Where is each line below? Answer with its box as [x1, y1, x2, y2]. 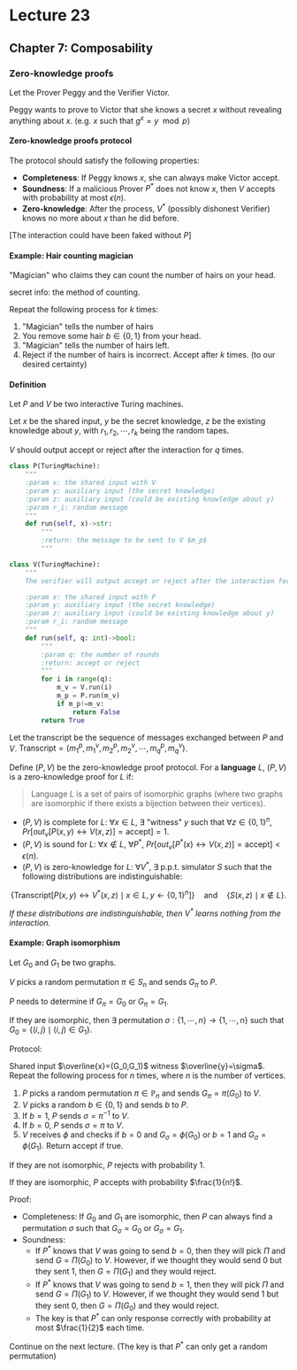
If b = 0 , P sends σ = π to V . [21, 1120, 125, 1130]
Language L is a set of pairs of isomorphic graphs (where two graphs [30, 789, 284, 799]
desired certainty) [21, 359, 88, 370]
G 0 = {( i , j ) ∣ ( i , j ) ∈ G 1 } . [9, 1024, 93, 1037]
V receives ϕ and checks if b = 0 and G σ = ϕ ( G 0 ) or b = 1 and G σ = [21, 1129, 267, 1142]
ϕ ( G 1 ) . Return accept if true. [21, 1141, 124, 1153]
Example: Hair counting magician [9, 250, 134, 261]
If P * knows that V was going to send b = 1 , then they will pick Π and [34, 1278, 285, 1289]
